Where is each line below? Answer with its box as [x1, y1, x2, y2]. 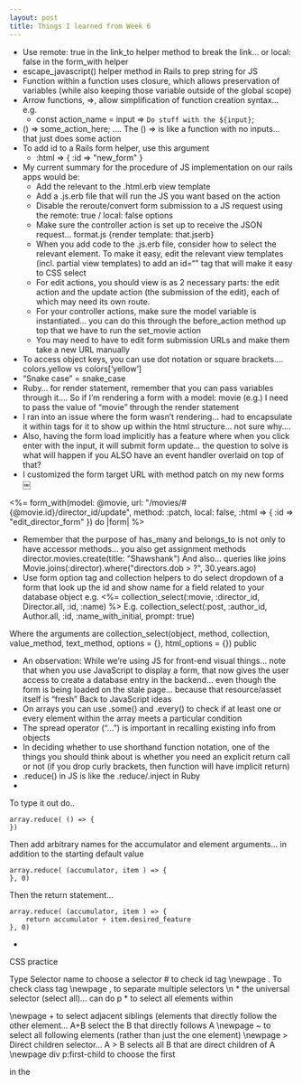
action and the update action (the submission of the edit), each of [35, 286, 279, 297]
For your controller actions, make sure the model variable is [35, 305, 257, 316]
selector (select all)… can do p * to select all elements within [9, 993, 233, 1004]
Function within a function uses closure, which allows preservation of [22, 75, 280, 86]
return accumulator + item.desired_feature [25, 914, 192, 924]
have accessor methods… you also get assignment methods [22, 543, 246, 554]
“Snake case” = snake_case [22, 372, 126, 384]
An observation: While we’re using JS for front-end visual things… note [22, 655, 287, 666]
